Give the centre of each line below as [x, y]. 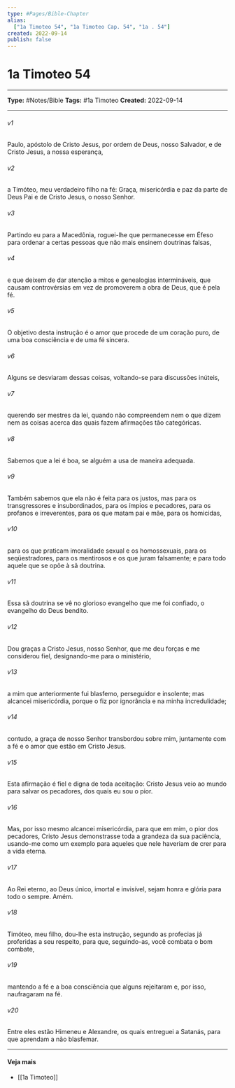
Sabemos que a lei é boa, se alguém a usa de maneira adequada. [101, 460]
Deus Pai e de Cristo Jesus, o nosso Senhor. [71, 197]
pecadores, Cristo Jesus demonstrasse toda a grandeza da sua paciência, [114, 836]
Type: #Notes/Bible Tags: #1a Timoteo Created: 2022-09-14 [95, 100]
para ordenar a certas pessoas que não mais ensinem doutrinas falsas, [109, 242]
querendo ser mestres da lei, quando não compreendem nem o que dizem [114, 415]
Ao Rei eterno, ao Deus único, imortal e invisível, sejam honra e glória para [114, 889]
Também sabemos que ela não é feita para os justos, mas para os [102, 498]
